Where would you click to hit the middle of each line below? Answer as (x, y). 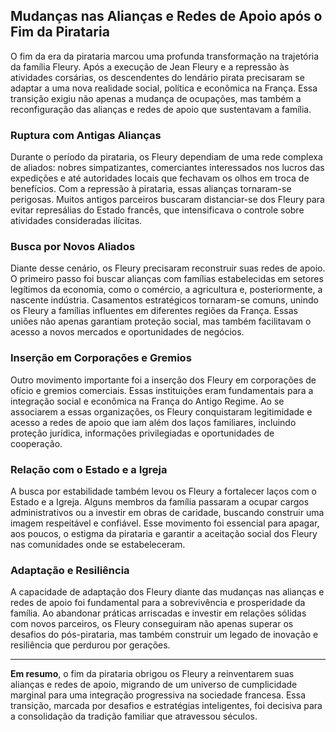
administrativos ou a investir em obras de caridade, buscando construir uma (167, 512)
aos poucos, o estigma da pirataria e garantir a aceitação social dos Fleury (164, 533)
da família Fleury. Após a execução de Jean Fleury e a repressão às (150, 66)
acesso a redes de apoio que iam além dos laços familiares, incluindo (153, 422)
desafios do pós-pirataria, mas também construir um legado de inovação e (164, 635)
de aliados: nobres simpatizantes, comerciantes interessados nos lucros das (167, 168)
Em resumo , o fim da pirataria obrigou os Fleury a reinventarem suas (152, 674)
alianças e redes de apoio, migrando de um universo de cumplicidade (154, 685)
